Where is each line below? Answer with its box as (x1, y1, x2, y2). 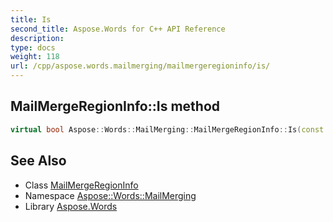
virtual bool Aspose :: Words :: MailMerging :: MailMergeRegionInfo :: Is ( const (10, 124, 325, 135)
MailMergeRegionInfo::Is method (10, 98, 221, 115)
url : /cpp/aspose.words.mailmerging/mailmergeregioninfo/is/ (10, 61, 271, 71)
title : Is (10, 14, 52, 25)
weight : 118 (10, 52, 60, 62)
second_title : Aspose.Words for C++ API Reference (10, 24, 226, 34)
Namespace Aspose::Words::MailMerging (24, 189, 197, 201)
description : (10, 33, 65, 43)
